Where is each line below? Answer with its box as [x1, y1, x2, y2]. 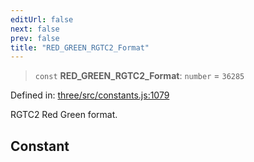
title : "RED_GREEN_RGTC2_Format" [10, 42, 150, 53]
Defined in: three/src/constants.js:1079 [10, 89, 170, 101]
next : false [10, 24, 60, 34]
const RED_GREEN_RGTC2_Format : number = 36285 [34, 70, 245, 82]
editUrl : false [10, 14, 74, 25]
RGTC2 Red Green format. [10, 109, 118, 121]
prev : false [10, 33, 60, 43]
